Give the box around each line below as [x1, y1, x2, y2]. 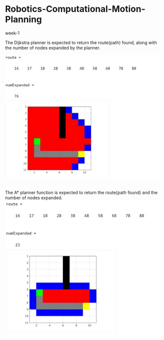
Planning [5, 14, 42, 25]
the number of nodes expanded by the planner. [5, 45, 101, 51]
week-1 [5, 30, 20, 36]
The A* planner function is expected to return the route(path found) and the [5, 189, 158, 195]
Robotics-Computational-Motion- [5, 3, 146, 15]
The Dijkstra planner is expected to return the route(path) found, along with [5, 39, 157, 45]
